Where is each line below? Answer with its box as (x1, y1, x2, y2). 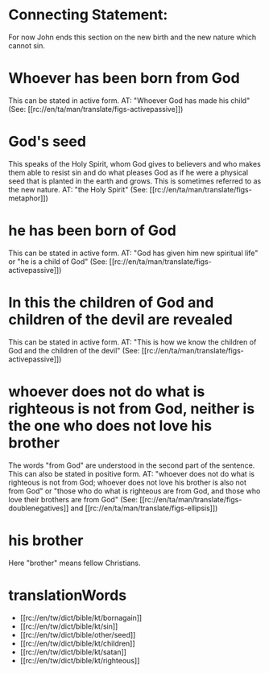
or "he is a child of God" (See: (8, 256, 108, 266)
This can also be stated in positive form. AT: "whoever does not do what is (8, 469, 255, 478)
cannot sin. (8, 40, 46, 50)
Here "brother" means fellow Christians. (8, 558, 141, 568)
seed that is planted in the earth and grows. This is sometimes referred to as (8, 175, 262, 186)
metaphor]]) (8, 193, 48, 203)
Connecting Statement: (8, 6, 168, 24)
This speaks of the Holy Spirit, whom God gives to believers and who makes (8, 159, 262, 168)
